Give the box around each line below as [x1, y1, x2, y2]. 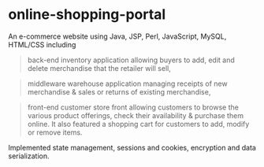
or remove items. [27, 128, 83, 137]
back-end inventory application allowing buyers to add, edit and [27, 55, 235, 65]
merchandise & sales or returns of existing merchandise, [27, 87, 211, 96]
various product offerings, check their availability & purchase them [27, 110, 244, 120]
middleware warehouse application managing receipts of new [27, 79, 228, 88]
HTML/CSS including [8, 39, 76, 49]
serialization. [8, 151, 50, 161]
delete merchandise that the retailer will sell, [27, 63, 171, 72]
